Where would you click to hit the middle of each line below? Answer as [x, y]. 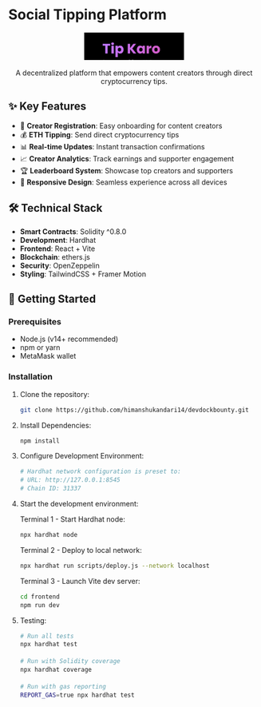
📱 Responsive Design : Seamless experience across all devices [123, 182]
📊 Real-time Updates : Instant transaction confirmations [112, 146]
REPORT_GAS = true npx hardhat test [77, 695]
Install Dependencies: [55, 425]
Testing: [33, 620]
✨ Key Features [47, 107]
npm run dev [40, 605]
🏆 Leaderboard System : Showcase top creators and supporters [127, 170]
